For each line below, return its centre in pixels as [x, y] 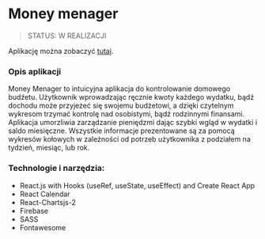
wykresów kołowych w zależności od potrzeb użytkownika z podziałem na [129, 139]
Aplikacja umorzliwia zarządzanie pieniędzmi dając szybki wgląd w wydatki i [133, 123]
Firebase [34, 211]
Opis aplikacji [35, 71]
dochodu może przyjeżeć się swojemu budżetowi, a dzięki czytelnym [121, 106]
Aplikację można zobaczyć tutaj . [61, 51]
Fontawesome [43, 227]
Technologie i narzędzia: [57, 169]
